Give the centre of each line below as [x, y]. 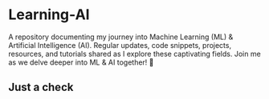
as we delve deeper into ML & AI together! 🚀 [81, 62]
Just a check [41, 87]
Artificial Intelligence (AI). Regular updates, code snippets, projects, [120, 45]
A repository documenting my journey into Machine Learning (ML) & [121, 37]
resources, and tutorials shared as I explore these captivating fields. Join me [134, 53]
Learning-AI [49, 15]
